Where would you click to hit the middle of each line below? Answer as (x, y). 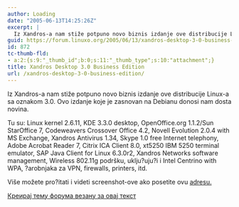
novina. (18, 109)
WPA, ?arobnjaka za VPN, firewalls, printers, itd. (78, 168)
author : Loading (31, 14)
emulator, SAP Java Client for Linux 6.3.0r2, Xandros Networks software (113, 153)
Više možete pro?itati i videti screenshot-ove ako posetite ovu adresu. (110, 181)
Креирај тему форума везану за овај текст (72, 196)
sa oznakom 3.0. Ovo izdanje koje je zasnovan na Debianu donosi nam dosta (119, 101)
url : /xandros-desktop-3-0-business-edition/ (76, 73)
